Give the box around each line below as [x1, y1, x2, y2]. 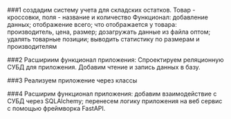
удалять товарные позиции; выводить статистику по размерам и [7, 35, 200, 43]
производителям [7, 43, 57, 50]
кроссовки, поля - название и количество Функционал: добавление [7, 13, 209, 21]
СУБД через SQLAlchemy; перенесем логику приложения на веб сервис [7, 97, 223, 105]
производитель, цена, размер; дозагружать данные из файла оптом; [7, 28, 211, 36]
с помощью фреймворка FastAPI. [7, 105, 106, 112]
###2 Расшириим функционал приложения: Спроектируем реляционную [7, 56, 224, 64]
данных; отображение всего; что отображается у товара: [7, 21, 178, 28]
